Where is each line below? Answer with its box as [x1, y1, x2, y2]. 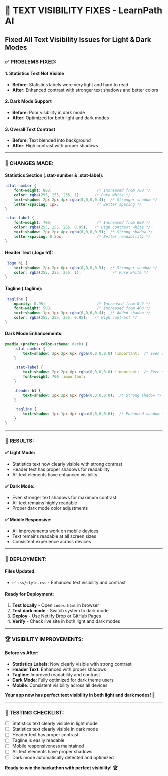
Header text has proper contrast [12, 732, 79, 738]
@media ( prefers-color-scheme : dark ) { [5, 342, 88, 347]
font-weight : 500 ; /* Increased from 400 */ [14, 306, 151, 311]
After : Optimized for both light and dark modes [12, 115, 109, 121]
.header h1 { [14, 388, 41, 393]
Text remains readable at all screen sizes [12, 533, 96, 539]
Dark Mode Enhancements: [5, 330, 63, 337]
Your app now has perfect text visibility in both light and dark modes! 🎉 [5, 692, 155, 698]
